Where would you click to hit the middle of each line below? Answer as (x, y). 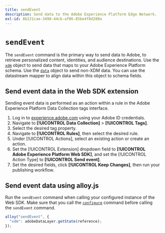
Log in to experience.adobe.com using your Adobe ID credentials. (79, 118)
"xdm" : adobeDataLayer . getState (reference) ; (56, 221)
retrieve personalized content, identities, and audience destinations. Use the (82, 60)
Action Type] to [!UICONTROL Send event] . (56, 160)
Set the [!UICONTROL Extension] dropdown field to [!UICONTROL (79, 149)
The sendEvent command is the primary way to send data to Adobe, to (76, 55)
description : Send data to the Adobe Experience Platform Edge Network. (81, 14)
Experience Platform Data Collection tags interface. (57, 108)
